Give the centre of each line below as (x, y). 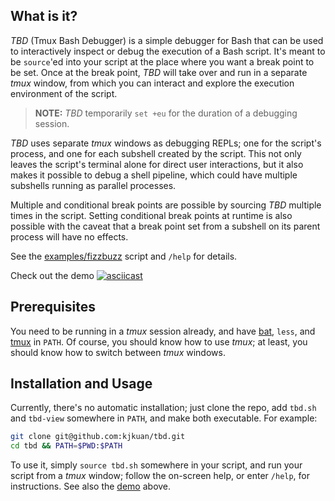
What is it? (44, 16)
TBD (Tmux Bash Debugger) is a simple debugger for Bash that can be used (167, 40)
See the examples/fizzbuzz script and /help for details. (124, 256)
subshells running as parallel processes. (93, 185)
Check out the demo (52, 275)
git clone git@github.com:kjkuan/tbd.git (98, 437)
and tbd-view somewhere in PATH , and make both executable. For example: (164, 418)
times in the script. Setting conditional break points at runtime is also (151, 215)
